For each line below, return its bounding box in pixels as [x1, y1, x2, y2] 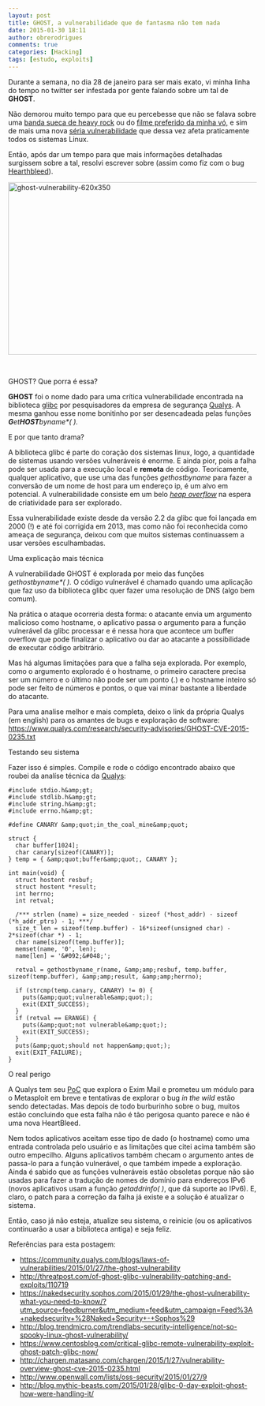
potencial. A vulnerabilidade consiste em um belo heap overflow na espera [8, 489, 252, 499]
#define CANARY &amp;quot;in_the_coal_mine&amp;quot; [8, 821, 189, 828]
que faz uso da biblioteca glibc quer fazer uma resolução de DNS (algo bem [8, 585, 255, 595]
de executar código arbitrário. [8, 642, 105, 652]
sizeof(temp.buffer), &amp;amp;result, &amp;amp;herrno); [8, 972, 203, 981]
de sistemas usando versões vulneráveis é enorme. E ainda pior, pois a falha [8, 455, 256, 466]
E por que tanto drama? [8, 432, 85, 442]
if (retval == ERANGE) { [15, 1014, 97, 1022]
